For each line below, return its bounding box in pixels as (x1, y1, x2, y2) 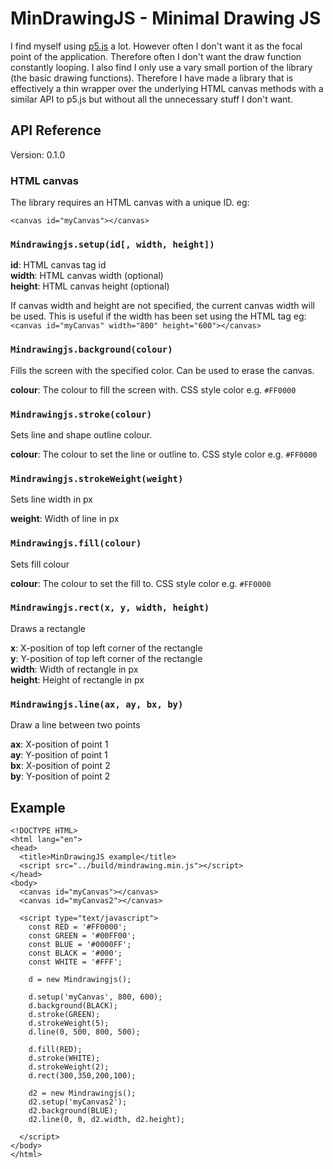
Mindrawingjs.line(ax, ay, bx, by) (10, 698, 184, 710)
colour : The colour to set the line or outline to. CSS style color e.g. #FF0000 (10, 448, 318, 460)
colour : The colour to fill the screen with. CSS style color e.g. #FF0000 (10, 383, 297, 396)
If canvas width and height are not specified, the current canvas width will (10, 300, 315, 312)
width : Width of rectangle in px (10, 663, 139, 675)
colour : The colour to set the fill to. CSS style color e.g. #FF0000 (10, 577, 272, 589)
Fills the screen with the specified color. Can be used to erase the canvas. (10, 364, 315, 376)
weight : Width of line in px (10, 513, 120, 525)
